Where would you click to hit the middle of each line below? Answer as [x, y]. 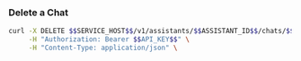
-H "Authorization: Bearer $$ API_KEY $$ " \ [109, 39]
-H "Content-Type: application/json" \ [103, 48]
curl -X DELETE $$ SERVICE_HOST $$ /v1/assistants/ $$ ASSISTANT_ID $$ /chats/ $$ [151, 31]
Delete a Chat [39, 13]
